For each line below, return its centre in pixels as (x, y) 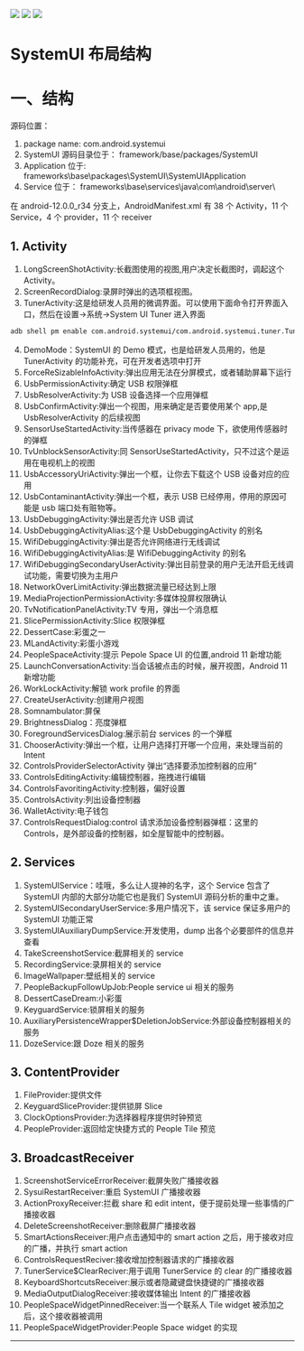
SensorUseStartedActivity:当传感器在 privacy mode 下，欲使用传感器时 (155, 428)
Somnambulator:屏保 (62, 711)
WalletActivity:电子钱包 (66, 811)
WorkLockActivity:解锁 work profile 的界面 (101, 688)
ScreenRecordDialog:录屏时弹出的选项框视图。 (110, 291)
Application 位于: (55, 166)
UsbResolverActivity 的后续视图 (82, 417)
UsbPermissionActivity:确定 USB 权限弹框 (101, 383)
